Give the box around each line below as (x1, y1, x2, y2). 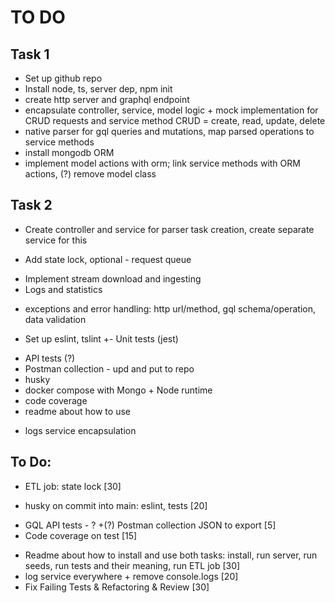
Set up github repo (24, 72, 103, 84)
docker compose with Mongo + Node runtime (24, 384, 213, 396)
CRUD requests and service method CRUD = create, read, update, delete (24, 115, 326, 126)
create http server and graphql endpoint (24, 94, 190, 105)
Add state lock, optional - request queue (24, 253, 192, 265)
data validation (24, 313, 87, 325)
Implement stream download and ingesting (24, 272, 202, 285)
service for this (24, 234, 88, 246)
